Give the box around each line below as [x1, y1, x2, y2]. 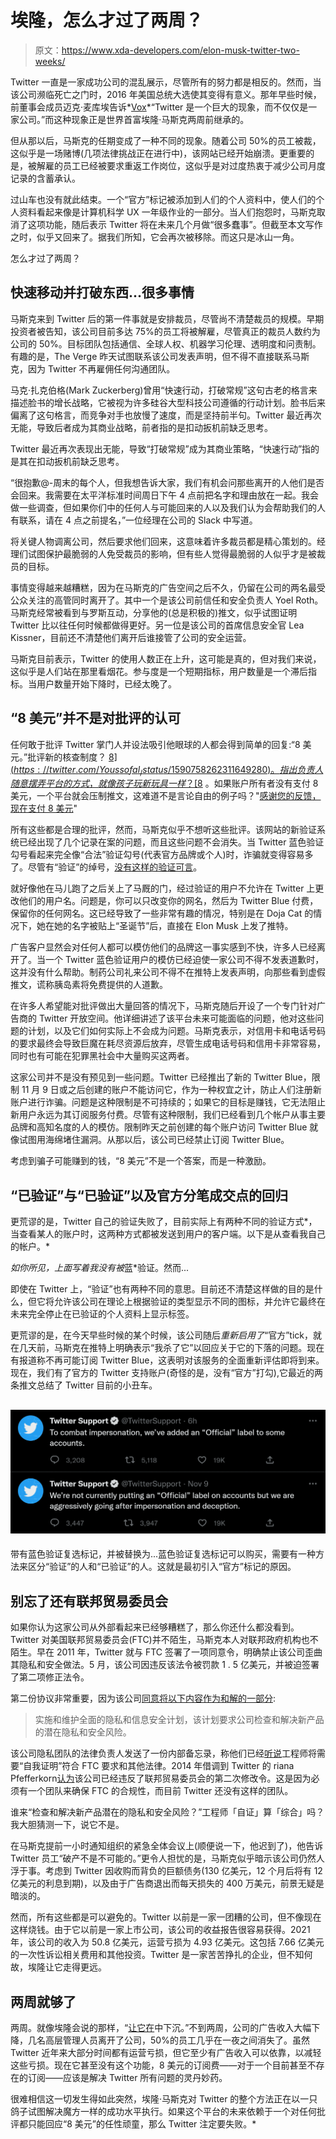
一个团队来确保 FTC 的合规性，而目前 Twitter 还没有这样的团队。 [27, 1785, 294, 1797]
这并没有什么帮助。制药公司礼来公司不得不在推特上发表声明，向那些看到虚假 [10, 966, 326, 978]
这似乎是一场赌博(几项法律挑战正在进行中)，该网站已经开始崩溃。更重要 [10, 147, 307, 159]
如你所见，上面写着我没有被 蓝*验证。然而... [10, 1262, 190, 1274]
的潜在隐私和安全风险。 [34, 1726, 132, 1738]
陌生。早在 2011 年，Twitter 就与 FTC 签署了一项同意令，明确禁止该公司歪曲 [10, 1646, 323, 1658]
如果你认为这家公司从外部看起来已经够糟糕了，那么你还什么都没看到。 [10, 1621, 300, 1633]
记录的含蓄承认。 [10, 172, 81, 184]
